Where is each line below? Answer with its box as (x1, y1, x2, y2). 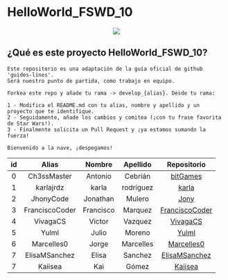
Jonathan (83, 194, 114, 204)
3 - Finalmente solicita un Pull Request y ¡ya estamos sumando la (7, 126, 207, 133)
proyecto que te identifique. (7, 108, 95, 115)
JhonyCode (30, 194, 69, 204)
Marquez (123, 205, 152, 215)
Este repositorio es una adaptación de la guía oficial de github (7, 65, 203, 72)
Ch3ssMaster (28, 171, 72, 181)
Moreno (124, 227, 150, 237)
